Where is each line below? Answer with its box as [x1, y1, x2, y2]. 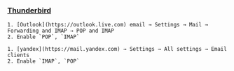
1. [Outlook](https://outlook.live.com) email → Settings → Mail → [7, 22, 209, 29]
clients [7, 52, 30, 59]
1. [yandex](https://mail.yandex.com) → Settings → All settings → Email [7, 46, 228, 53]
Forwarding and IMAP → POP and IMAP [7, 27, 114, 35]
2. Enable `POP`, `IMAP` [7, 33, 80, 40]
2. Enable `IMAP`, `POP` [7, 58, 80, 65]
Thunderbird [7, 6, 51, 15]
